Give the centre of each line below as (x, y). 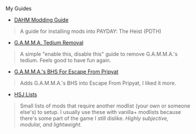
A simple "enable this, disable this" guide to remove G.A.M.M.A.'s (99, 54)
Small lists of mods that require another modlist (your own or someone (105, 106)
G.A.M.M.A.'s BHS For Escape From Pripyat (66, 72)
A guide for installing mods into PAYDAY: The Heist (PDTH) (91, 31)
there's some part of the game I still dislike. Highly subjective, (94, 118)
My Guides (18, 9)
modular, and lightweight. (51, 125)
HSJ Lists (26, 94)
